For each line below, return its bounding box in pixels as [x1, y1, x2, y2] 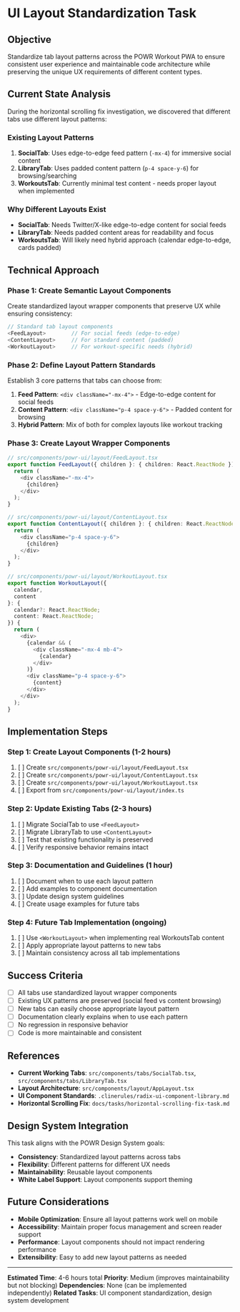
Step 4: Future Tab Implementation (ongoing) [7, 917, 167, 927]
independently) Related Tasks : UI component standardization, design [7, 1288, 212, 1297]
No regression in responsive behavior [17, 1021, 129, 1029]
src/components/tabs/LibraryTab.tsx [17, 1078, 127, 1085]
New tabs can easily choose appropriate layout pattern [17, 1004, 180, 1013]
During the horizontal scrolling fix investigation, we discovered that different [7, 107, 231, 116]
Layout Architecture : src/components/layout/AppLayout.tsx [17, 1084, 194, 1093]
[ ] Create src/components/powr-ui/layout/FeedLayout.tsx [17, 763, 189, 772]
